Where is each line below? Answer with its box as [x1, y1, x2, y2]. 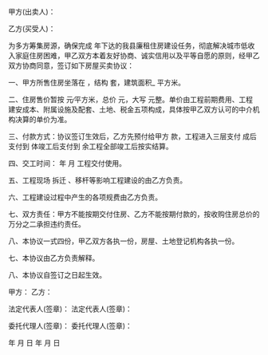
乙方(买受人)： [8, 24, 56, 34]
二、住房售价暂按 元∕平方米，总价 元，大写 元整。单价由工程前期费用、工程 [8, 95, 254, 104]
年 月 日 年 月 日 [8, 338, 61, 347]
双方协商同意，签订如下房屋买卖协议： [8, 61, 134, 70]
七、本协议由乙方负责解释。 [8, 254, 100, 262]
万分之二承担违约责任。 [8, 219, 85, 229]
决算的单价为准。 [14, 115, 72, 124]
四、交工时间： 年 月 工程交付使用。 [8, 159, 126, 168]
